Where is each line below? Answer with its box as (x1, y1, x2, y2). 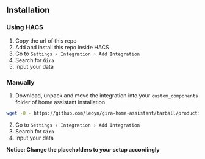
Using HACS (6, 23, 44, 32)
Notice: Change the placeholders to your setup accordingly (6, 146, 160, 153)
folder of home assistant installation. (15, 98, 107, 105)
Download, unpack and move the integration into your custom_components (15, 91, 198, 99)
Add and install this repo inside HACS (15, 43, 110, 51)
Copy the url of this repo (15, 37, 77, 44)
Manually (6, 78, 35, 87)
